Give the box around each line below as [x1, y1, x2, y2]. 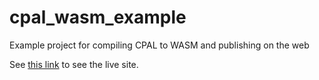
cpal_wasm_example [9, 6, 187, 29]
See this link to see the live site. [9, 58, 139, 70]
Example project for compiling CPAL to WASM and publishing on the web [9, 39, 310, 51]
